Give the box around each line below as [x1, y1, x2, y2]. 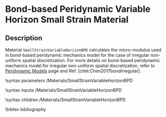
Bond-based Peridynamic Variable [5, 3, 151, 15]
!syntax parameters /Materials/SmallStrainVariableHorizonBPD [5, 78, 133, 83]
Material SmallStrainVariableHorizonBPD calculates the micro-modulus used [5, 47, 162, 53]
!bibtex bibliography [5, 107, 46, 112]
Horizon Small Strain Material [5, 14, 129, 25]
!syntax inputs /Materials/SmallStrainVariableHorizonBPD [5, 87, 122, 93]
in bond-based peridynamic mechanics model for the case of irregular [5, 52, 150, 58]
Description [5, 34, 42, 42]
